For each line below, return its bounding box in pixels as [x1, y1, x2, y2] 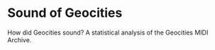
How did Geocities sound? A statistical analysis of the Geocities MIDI [7, 28, 209, 37]
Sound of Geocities [7, 5, 123, 21]
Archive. [7, 35, 32, 44]
